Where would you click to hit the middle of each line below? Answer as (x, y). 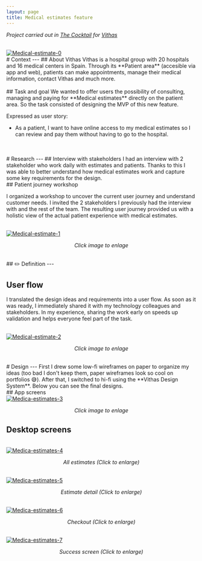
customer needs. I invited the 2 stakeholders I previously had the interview (99, 203)
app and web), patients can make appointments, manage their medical (94, 72)
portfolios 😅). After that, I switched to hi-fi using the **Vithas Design (92, 380)
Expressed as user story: (37, 116)
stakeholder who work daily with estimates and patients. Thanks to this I (96, 165)
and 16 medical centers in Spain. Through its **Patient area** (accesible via (101, 66)
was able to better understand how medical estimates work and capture (96, 171)
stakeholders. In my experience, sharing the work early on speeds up (92, 313)
